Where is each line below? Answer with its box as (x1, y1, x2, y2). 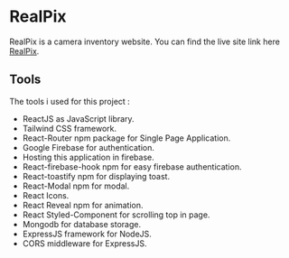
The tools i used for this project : (9, 96, 131, 106)
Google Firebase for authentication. (22, 142, 155, 152)
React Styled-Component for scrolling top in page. (22, 209, 210, 220)
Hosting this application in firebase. (22, 152, 155, 162)
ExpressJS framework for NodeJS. (22, 228, 152, 239)
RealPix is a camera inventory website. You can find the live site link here (9, 36, 280, 47)
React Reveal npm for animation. (22, 199, 144, 210)
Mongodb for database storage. (22, 218, 142, 229)
